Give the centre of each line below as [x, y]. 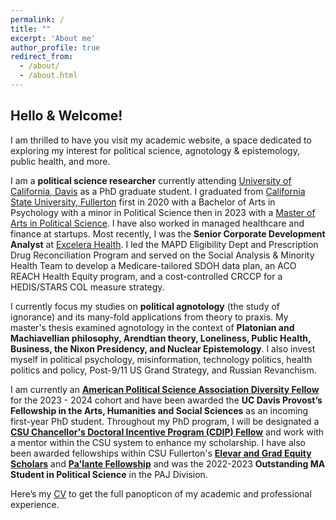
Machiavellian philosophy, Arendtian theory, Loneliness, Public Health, [161, 338]
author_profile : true [55, 47]
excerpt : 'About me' [53, 38]
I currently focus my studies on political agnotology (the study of [145, 306]
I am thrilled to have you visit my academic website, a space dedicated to [161, 140]
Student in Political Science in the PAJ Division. [109, 474]
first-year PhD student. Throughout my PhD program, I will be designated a [165, 421]
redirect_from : [42, 57]
